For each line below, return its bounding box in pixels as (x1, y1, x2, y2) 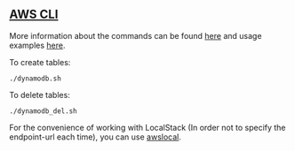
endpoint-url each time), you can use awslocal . (9, 132, 182, 142)
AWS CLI (9, 7, 59, 22)
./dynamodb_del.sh (9, 106, 77, 116)
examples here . (9, 40, 66, 50)
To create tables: (9, 57, 71, 67)
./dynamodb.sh (9, 74, 62, 83)
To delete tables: (9, 89, 71, 100)
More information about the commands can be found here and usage (9, 30, 262, 41)
